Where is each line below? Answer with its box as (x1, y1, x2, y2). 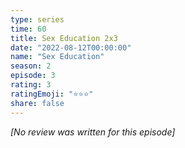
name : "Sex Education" (10, 52, 105, 62)
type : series (10, 14, 65, 25)
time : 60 (10, 24, 47, 34)
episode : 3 (10, 71, 56, 81)
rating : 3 (10, 80, 52, 90)
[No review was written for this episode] (10, 126, 176, 138)
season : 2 (10, 61, 52, 71)
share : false (10, 98, 65, 108)
